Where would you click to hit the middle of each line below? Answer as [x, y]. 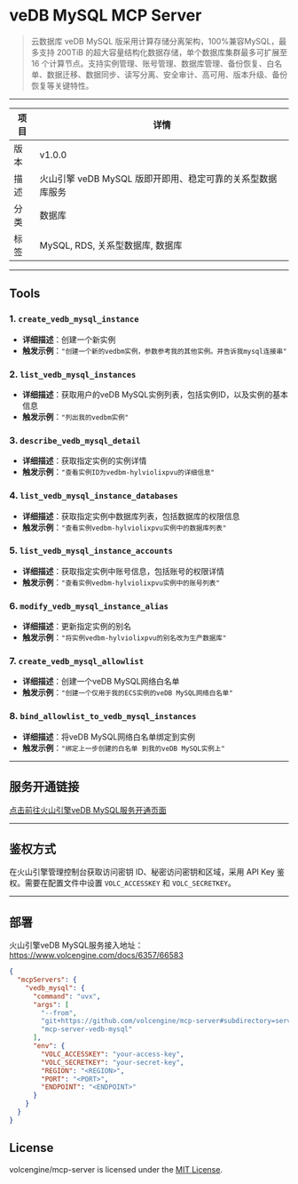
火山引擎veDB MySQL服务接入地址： [76, 945]
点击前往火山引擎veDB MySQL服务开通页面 [88, 810]
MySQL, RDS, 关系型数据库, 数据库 [111, 245]
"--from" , [59, 1013]
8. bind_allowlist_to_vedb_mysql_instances [103, 716]
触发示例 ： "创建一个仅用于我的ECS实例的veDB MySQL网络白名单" [127, 692]
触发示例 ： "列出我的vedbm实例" [75, 416]
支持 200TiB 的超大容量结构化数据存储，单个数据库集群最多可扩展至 [163, 52]
